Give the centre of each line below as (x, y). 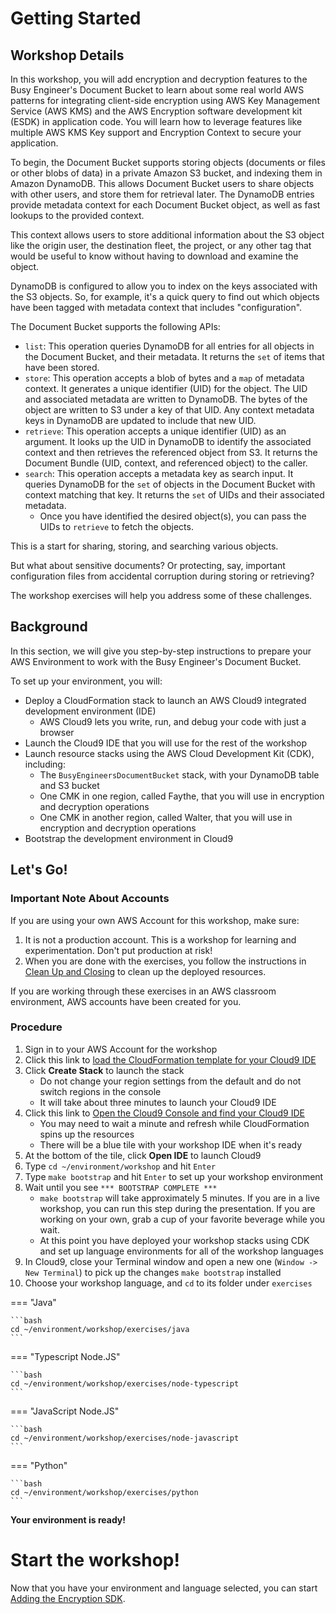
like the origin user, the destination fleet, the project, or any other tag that (161, 245)
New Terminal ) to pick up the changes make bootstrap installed (153, 1272)
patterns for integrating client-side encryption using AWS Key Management (165, 100)
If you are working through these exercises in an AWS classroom (143, 991)
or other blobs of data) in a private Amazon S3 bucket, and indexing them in (166, 173)
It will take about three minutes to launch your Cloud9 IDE (158, 1102)
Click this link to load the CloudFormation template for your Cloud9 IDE (170, 1059)
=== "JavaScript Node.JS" (65, 1411)
